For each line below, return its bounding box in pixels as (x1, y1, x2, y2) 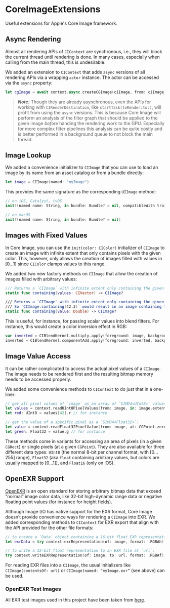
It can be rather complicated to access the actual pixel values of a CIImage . (5, 366, 161, 372)
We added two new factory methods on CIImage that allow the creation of (5, 270, 158, 276)
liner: (5, 391, 16, 397)
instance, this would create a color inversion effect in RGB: (5, 323, 127, 330)
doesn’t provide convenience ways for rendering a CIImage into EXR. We (5, 514, 155, 520)
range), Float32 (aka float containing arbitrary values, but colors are (16, 454, 159, 460)
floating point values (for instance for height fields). (5, 499, 112, 505)
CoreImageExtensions (5, 4, 101, 15)
